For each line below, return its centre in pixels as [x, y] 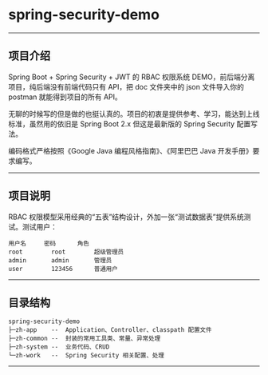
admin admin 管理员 [60, 260]
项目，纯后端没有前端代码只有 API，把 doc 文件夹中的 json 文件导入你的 [126, 86]
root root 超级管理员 [66, 252]
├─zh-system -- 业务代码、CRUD [59, 347]
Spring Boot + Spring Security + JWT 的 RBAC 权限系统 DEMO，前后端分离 [132, 77]
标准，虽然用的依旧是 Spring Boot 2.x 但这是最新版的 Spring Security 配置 [130, 124]
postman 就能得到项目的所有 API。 [65, 97]
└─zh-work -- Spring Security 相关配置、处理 [87, 356]
